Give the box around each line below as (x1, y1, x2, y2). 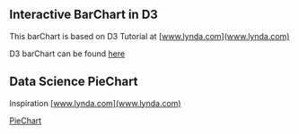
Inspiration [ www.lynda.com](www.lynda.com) (9, 97, 181, 108)
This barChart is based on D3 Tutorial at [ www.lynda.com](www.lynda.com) (9, 30, 290, 41)
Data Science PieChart (9, 74, 138, 89)
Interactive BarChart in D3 (9, 7, 159, 22)
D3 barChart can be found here (9, 48, 126, 59)
